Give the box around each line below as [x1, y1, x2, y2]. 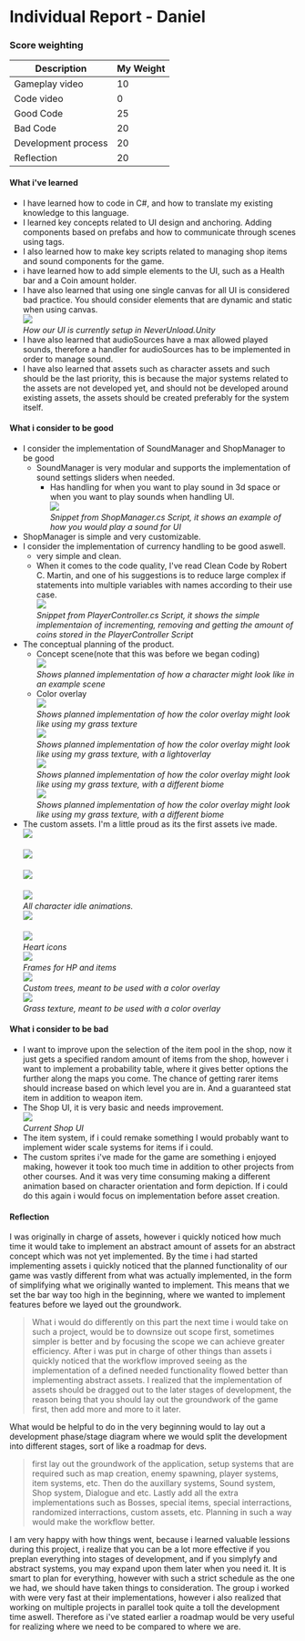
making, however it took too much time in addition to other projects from [22, 1161, 294, 1172]
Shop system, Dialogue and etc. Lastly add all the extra [31, 1487, 239, 1499]
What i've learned [9, 178, 79, 189]
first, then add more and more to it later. [31, 1404, 181, 1415]
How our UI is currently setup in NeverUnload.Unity [22, 324, 216, 335]
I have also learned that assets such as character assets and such [22, 362, 270, 374]
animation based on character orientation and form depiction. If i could [22, 1181, 289, 1192]
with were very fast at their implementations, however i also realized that [9, 1592, 282, 1604]
